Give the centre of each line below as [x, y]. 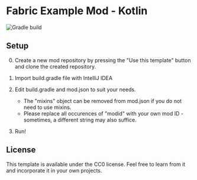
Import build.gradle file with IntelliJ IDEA [64, 78]
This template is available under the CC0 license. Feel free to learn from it [96, 164]
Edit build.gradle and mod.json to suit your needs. [75, 89]
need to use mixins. [47, 107]
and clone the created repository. [55, 66]
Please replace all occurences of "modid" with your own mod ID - [103, 113]
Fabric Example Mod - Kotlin [77, 11]
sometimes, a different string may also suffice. [80, 120]
